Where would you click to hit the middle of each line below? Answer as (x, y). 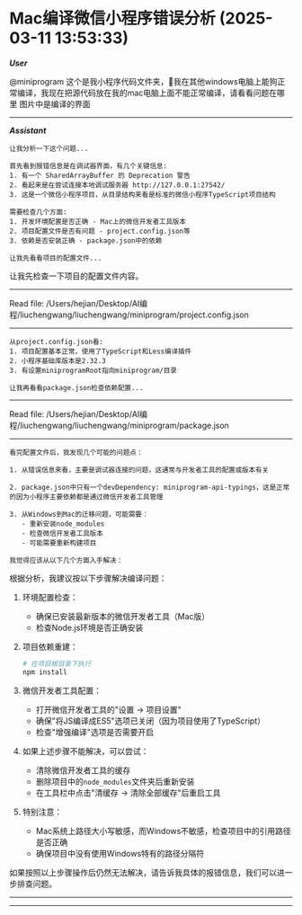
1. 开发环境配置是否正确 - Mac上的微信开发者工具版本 (98, 221)
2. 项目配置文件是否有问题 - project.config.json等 (100, 231)
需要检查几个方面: (38, 212)
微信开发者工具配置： (62, 690)
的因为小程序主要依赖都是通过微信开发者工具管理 (86, 497)
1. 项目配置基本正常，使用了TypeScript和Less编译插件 (100, 351)
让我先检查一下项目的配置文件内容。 (76, 276)
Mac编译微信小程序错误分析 (112, 18)
